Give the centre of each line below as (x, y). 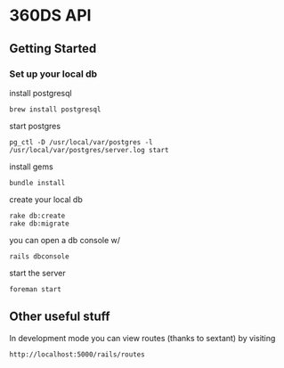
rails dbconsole (39, 256)
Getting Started (53, 49)
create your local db (46, 199)
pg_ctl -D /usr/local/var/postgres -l (81, 142)
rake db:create (37, 216)
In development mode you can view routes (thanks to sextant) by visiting (142, 338)
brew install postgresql (55, 109)
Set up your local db (53, 74)
